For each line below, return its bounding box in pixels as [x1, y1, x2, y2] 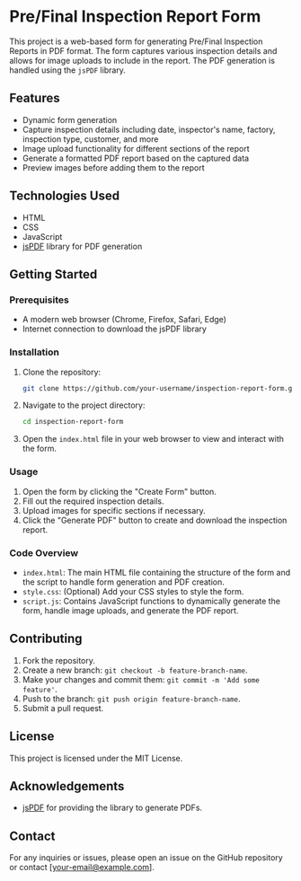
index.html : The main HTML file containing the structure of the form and [22, 567, 291, 577]
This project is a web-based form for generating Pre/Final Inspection [9, 36, 263, 47]
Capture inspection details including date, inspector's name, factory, [22, 124, 276, 135]
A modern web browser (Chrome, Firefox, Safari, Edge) [22, 314, 227, 325]
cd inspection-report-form [22, 418, 124, 427]
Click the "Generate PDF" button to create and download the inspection [22, 515, 288, 525]
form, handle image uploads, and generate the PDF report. [22, 604, 239, 616]
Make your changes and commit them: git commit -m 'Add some [22, 674, 261, 684]
